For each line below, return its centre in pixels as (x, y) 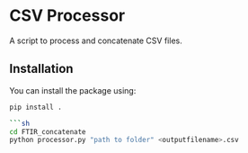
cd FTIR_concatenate (48, 131)
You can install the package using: (73, 90)
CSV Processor (67, 16)
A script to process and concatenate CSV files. (96, 40)
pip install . (36, 107)
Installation (41, 69)
